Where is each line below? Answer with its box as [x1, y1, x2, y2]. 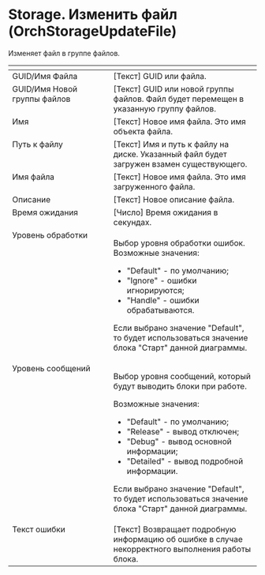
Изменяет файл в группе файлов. [8, 48, 121, 58]
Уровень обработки [12, 229, 88, 240]
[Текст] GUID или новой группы [113, 83, 234, 94]
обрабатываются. [126, 304, 195, 315]
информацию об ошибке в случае [113, 533, 243, 544]
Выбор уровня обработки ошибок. [113, 237, 246, 248]
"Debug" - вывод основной [126, 436, 233, 447]
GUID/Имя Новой [12, 83, 77, 94]
